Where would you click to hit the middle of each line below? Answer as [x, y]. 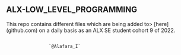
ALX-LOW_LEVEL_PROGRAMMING [72, 10]
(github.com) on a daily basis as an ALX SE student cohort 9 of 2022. [91, 30]
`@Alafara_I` [65, 46]
